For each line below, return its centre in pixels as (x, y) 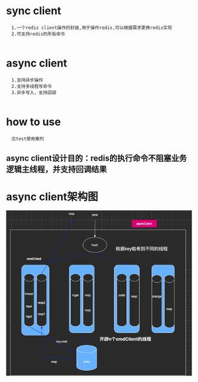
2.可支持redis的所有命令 (38, 34)
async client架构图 (52, 197)
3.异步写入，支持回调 (34, 93)
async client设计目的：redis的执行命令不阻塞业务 (97, 159)
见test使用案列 (28, 139)
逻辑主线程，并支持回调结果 (57, 169)
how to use (34, 122)
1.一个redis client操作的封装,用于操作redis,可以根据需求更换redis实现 (92, 28)
